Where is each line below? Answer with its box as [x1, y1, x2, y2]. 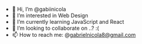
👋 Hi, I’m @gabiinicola [11, 6, 66, 12]
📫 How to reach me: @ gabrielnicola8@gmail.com [11, 32, 136, 38]
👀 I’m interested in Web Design [11, 12, 88, 19]
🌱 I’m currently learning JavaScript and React [11, 18, 125, 25]
